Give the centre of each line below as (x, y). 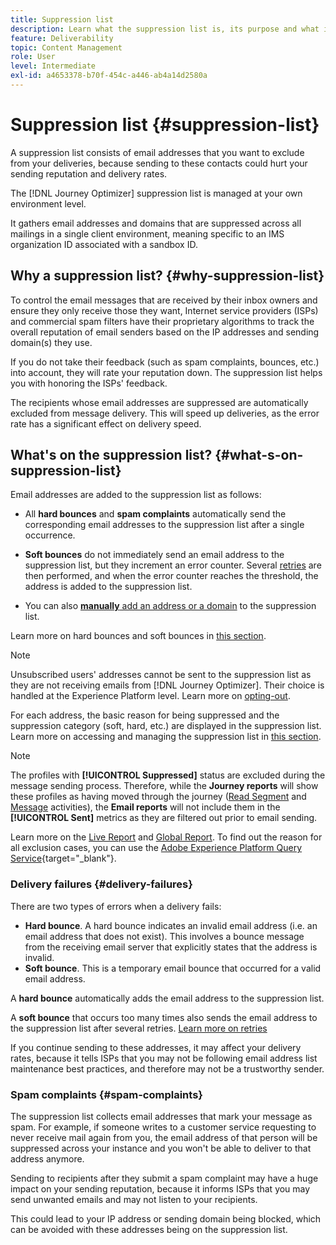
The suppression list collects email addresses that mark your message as (161, 1117)
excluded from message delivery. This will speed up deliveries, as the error (165, 413)
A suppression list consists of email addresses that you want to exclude (157, 152)
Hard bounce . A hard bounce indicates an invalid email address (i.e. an (171, 925)
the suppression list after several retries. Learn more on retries (139, 1028)
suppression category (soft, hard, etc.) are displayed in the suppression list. (166, 726)
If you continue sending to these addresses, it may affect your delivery (156, 1047)
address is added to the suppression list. (108, 587)
